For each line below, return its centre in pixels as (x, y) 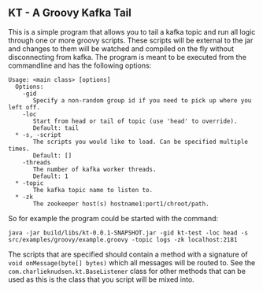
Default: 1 (50, 176)
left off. (24, 107)
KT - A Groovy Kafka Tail (70, 13)
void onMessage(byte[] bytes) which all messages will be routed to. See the (132, 262)
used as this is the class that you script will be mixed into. (101, 279)
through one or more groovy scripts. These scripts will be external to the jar (131, 40)
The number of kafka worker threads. (94, 169)
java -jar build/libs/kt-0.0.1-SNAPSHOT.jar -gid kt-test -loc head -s (128, 233)
